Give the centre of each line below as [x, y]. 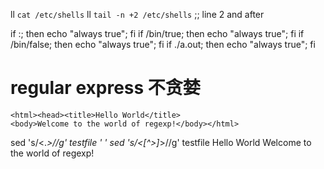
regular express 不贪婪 [105, 88]
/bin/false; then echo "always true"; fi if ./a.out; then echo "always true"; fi [163, 44]
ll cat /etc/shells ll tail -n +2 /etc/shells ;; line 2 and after [137, 14]
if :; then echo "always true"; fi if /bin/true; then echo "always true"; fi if [157, 33]
